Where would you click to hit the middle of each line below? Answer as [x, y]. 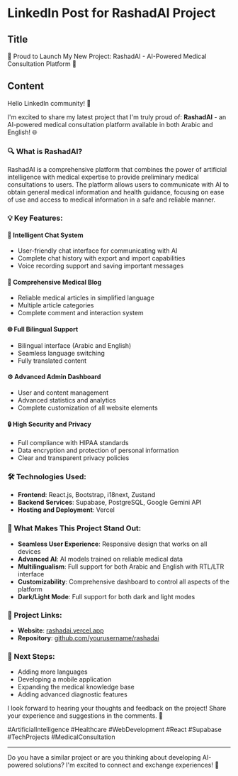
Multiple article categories [56, 305]
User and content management [63, 393]
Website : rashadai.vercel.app [61, 630]
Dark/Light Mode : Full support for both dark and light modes [106, 596]
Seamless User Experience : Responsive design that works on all [112, 544]
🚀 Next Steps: [31, 656]
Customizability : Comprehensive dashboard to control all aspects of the [124, 581]
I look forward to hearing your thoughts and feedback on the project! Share [117, 709]
